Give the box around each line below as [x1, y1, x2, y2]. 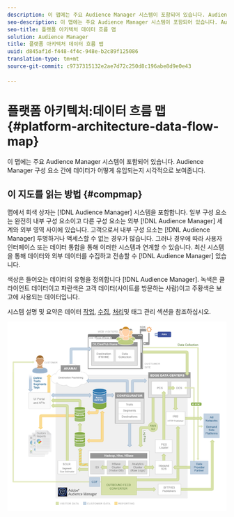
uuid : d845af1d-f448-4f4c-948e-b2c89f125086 [7, 48, 139, 55]
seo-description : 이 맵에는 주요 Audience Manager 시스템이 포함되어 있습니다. [7, 18, 218, 26]
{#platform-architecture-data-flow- [7, 119, 219, 134]
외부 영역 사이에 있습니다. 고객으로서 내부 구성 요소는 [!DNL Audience [19, 225, 210, 234]
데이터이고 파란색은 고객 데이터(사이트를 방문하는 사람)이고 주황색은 [31, 284, 214, 292]
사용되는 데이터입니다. [19, 293, 80, 301]
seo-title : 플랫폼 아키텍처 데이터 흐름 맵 [7, 26, 116, 33]
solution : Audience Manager [7, 33, 89, 40]
